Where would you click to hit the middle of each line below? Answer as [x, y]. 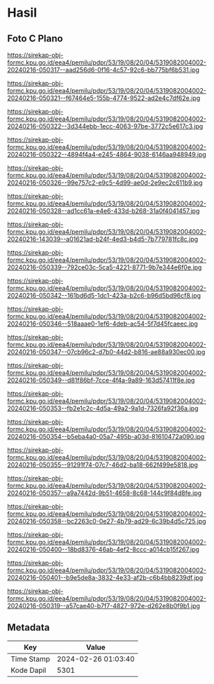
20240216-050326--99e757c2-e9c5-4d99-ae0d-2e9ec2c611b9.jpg [105, 183]
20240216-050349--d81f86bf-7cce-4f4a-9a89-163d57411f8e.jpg [101, 380]
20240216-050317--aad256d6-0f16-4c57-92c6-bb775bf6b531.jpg [104, 70]
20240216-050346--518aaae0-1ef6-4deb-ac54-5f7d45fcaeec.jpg [102, 324]
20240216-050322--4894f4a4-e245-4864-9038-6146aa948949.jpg [107, 155]
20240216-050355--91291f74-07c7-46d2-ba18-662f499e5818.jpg [102, 465]
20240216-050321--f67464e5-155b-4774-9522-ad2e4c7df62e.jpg [104, 98]
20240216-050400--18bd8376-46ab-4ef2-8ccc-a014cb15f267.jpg [103, 549]
